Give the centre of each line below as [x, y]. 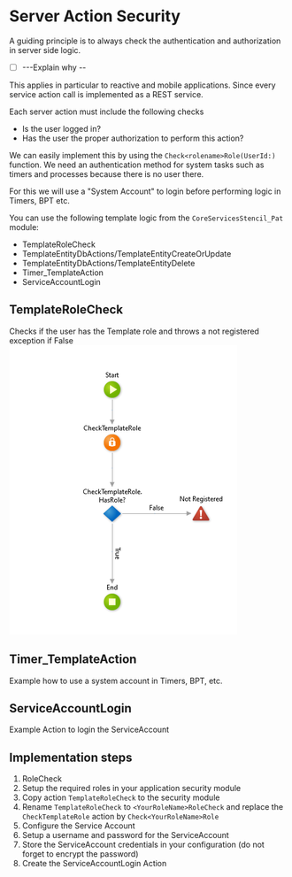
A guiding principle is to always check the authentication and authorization [145, 41]
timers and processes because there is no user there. [107, 174]
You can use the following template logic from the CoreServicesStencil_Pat [146, 218]
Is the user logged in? [61, 129]
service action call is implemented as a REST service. [106, 94]
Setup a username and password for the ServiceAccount [126, 835]
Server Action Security [95, 16]
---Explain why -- [54, 67]
